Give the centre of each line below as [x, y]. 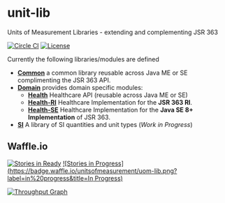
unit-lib [29, 13]
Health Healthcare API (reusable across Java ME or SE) [108, 95]
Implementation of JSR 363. [69, 117]
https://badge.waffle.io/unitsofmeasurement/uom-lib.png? [93, 171]
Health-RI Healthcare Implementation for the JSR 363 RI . [110, 102]
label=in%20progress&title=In [50, 178]
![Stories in [78, 163]
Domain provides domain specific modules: [80, 87]
